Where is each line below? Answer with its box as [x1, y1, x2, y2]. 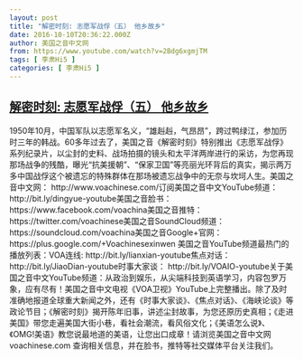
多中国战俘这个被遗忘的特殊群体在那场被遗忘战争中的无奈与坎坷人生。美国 [9, 170, 286, 181]
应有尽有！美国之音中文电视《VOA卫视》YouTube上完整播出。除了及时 [24, 283, 288, 294]
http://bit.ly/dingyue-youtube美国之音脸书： [9, 193, 172, 203]
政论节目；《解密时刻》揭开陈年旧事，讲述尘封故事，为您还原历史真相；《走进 [9, 306, 294, 316]
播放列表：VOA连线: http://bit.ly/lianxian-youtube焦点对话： [9, 250, 231, 260]
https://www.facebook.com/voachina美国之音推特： [9, 204, 203, 215]
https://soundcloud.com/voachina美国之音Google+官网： [9, 227, 223, 238]
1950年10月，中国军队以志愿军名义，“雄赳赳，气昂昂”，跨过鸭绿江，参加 [9, 125, 280, 136]
